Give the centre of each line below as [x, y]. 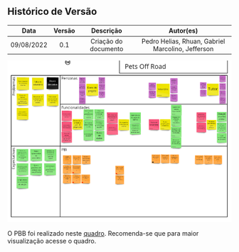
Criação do [106, 41]
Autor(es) [183, 31]
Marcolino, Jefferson [183, 48]
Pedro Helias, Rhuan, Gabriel [183, 41]
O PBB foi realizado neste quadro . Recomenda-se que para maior [103, 234]
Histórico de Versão [52, 12]
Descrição [107, 31]
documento [107, 48]
